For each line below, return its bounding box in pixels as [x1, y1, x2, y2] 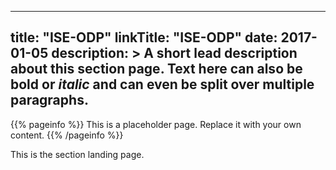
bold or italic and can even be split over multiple [10, 76, 315, 93]
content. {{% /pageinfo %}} [10, 129, 124, 141]
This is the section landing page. [10, 148, 145, 160]
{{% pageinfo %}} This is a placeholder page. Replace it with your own [10, 118, 302, 130]
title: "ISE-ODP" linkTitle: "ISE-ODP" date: [10, 29, 278, 46]
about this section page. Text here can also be [10, 61, 303, 78]
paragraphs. [10, 92, 89, 109]
